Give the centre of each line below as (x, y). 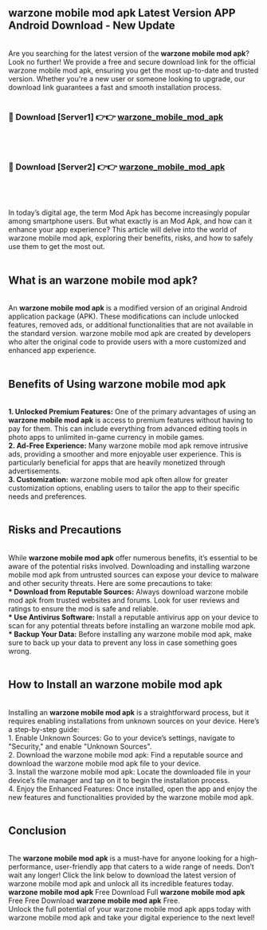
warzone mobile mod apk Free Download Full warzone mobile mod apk (127, 892)
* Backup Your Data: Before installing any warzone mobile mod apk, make (130, 634)
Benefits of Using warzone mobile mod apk (117, 384)
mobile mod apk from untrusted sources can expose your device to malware (133, 575)
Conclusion (37, 831)
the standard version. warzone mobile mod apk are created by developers (130, 334)
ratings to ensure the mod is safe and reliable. (83, 608)
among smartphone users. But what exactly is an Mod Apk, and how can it (130, 221)
